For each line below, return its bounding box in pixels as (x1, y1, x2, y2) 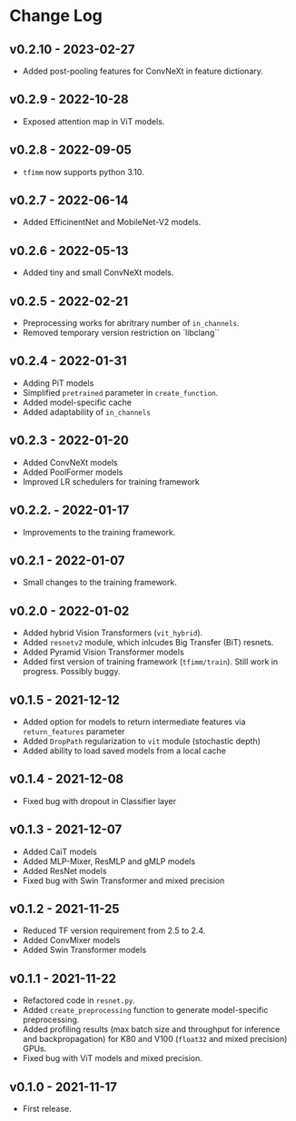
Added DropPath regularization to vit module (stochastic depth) (22, 735, 261, 746)
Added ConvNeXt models (22, 457, 118, 467)
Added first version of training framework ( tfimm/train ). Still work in (22, 656, 279, 667)
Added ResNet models (22, 865, 107, 876)
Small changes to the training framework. (22, 577, 177, 588)
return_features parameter (22, 725, 125, 736)
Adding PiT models (22, 378, 94, 388)
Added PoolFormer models (22, 467, 123, 477)
